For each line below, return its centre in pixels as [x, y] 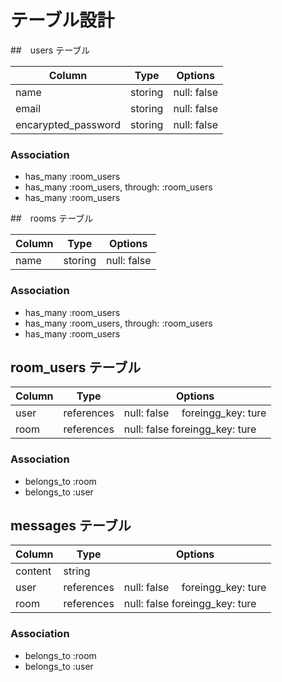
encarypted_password [68, 124]
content [33, 571]
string [77, 571]
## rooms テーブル [52, 218]
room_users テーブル [76, 367]
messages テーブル [71, 526]
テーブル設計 [62, 20]
